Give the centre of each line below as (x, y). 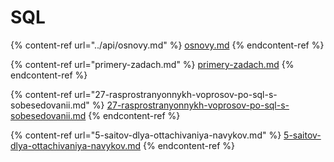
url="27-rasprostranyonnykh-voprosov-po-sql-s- (176, 94)
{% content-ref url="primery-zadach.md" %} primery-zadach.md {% (152, 64)
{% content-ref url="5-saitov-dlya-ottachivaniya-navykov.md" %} (146, 135)
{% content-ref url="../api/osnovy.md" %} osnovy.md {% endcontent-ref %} (167, 45)
